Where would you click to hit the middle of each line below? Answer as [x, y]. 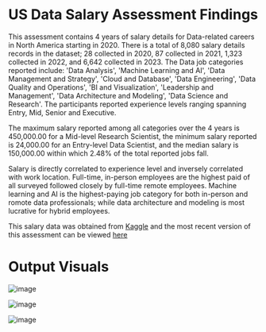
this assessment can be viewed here [68, 234]
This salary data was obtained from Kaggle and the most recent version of [130, 226]
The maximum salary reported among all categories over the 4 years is [124, 128]
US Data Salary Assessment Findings [133, 15]
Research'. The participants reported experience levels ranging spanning [127, 104]
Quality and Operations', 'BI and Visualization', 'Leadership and [111, 87]
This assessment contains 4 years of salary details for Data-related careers [131, 37]
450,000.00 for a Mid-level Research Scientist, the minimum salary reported [133, 136]
